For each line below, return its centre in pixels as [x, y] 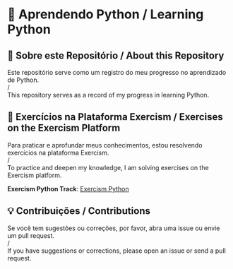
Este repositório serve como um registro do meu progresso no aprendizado [117, 72]
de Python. [23, 80]
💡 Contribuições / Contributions [79, 211]
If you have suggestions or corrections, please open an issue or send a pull [116, 251]
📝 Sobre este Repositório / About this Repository [116, 55]
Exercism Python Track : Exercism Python [68, 189]
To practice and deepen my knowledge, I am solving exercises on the [108, 167]
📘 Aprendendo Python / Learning [106, 14]
